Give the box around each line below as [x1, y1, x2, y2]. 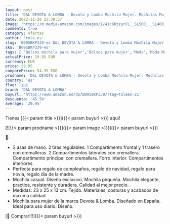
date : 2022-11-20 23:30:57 [5, 17, 62, 22]
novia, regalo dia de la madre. [12, 171, 75, 177]
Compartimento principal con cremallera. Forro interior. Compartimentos [12, 155, 163, 161]
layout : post [5, 7, 33, 13]
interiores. [12, 160, 34, 166]
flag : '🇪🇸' [5, 82, 30, 87]
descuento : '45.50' [5, 96, 47, 101]
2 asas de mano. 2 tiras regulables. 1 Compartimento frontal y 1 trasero [12, 144, 160, 150]
